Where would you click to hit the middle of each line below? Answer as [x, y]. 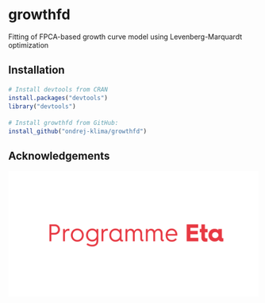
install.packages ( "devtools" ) [58, 98]
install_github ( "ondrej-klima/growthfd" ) [78, 132]
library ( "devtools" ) [42, 106]
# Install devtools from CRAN [58, 89]
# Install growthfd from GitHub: [63, 123]
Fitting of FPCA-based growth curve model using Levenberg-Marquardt [125, 37]
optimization [29, 45]
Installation [36, 70]
